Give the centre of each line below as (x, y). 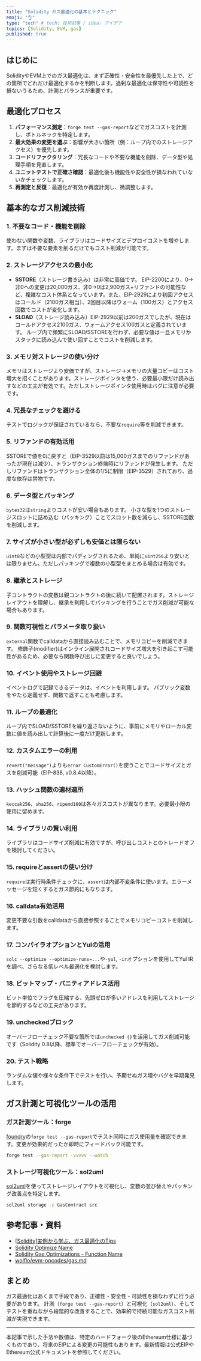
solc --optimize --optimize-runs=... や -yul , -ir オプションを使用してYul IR (100, 959)
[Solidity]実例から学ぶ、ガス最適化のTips (66, 1241)
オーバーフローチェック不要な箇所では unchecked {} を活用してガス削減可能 (98, 1037)
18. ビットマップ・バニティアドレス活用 (63, 984)
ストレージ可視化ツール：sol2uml (55, 1172)
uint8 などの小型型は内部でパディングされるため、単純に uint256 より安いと (98, 556)
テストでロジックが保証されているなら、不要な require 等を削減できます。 (97, 425)
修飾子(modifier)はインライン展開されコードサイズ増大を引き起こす (100, 648)
